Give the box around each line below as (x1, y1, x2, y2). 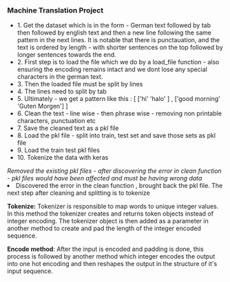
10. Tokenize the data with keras (17, 153, 109, 162)
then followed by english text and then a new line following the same (17, 28, 211, 37)
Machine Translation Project (7, 6, 104, 15)
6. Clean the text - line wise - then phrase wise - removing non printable (17, 109, 222, 117)
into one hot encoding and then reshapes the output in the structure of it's (7, 260, 218, 268)
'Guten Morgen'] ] (17, 102, 68, 111)
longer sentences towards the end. (17, 50, 116, 59)
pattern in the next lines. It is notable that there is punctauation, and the (17, 36, 220, 44)
